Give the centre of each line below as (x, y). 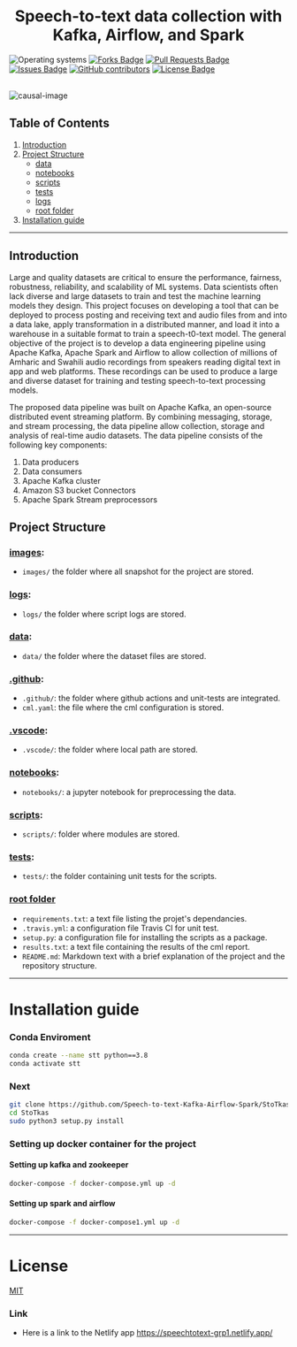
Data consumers (52, 471)
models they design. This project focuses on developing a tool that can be (144, 305)
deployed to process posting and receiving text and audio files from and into (148, 315)
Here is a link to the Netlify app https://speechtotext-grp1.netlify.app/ (147, 1333)
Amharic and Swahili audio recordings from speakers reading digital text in (145, 362)
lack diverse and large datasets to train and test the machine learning (135, 296)
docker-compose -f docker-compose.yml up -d (92, 1183)
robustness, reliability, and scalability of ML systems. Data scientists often (144, 287)
